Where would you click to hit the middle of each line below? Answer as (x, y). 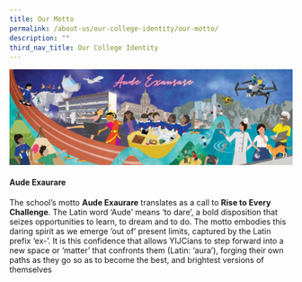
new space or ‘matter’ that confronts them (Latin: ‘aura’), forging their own (147, 250)
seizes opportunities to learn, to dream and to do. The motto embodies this (148, 222)
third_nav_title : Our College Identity (84, 48)
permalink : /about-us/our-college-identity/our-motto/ (114, 28)
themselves (31, 269)
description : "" (40, 38)
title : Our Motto (42, 19)
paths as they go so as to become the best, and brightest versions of (137, 259)
